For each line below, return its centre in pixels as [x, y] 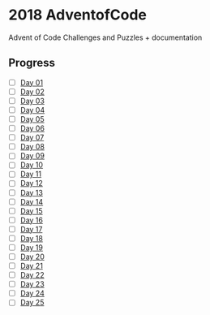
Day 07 [32, 138]
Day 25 [32, 303]
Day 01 [31, 82]
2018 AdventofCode [78, 15]
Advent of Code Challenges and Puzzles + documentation [105, 37]
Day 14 [32, 201]
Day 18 [31, 238]
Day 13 [31, 192]
